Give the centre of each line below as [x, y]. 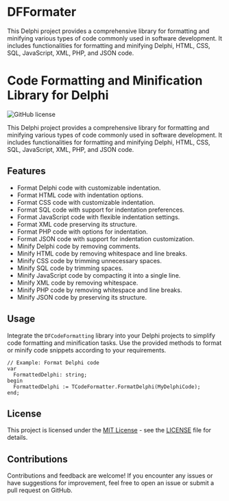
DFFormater [42, 12]
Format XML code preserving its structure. [77, 224]
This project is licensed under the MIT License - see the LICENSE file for [109, 430]
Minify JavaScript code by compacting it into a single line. [99, 275]
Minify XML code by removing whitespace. [77, 282]
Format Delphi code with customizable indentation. [89, 188]
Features [26, 171]
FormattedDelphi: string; [50, 375]
